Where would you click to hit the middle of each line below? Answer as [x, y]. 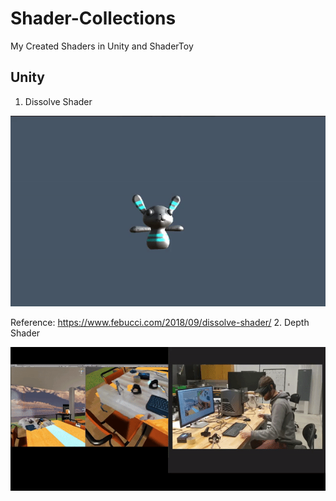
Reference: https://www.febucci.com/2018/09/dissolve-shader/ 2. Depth [160, 322]
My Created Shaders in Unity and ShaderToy [102, 46]
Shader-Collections [93, 18]
